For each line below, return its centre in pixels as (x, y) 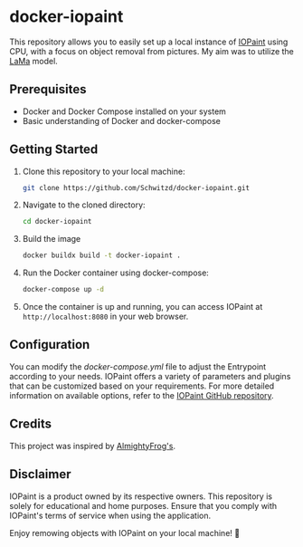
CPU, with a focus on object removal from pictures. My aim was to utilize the (151, 51)
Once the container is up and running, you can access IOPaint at (142, 307)
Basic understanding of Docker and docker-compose (122, 120)
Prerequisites (48, 89)
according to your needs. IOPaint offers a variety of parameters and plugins (150, 376)
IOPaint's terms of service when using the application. (110, 515)
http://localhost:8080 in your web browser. (105, 317)
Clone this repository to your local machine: (104, 171)
